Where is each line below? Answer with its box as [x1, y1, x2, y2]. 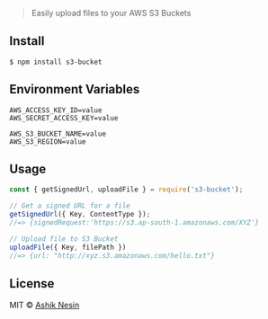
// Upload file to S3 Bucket [9, 234, 119, 244]
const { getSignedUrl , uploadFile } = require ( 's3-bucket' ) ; [9, 185, 244, 194]
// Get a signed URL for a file [9, 201, 130, 210]
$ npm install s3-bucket [9, 58, 103, 66]
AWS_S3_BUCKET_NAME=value [9, 129, 106, 138]
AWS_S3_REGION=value [9, 137, 87, 146]
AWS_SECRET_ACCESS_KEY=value [9, 113, 119, 122]
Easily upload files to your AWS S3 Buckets [31, 8, 192, 18]
